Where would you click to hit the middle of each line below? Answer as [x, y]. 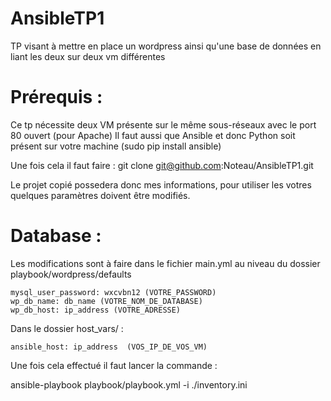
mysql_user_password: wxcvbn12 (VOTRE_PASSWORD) [113, 292]
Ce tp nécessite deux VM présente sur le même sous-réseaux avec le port [163, 124]
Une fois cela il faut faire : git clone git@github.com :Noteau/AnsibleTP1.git [162, 165]
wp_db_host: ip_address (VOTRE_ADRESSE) [96, 310]
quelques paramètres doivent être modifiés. [100, 195]
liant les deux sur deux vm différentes [88, 56]
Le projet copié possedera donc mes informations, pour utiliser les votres [161, 184]
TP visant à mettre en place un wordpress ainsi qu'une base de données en [166, 46]
